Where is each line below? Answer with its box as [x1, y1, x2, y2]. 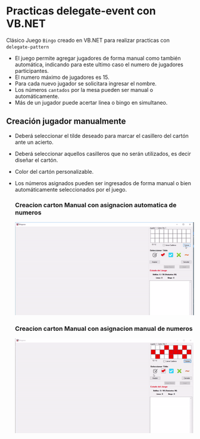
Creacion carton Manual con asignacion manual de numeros [14, 324, 193, 333]
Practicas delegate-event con [6, 4, 156, 18]
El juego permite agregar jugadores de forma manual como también [14, 54, 182, 62]
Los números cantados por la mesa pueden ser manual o [14, 86, 154, 93]
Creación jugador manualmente [6, 116, 126, 127]
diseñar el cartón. [14, 156, 58, 164]
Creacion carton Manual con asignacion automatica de [14, 201, 177, 209]
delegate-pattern [6, 44, 49, 50]
